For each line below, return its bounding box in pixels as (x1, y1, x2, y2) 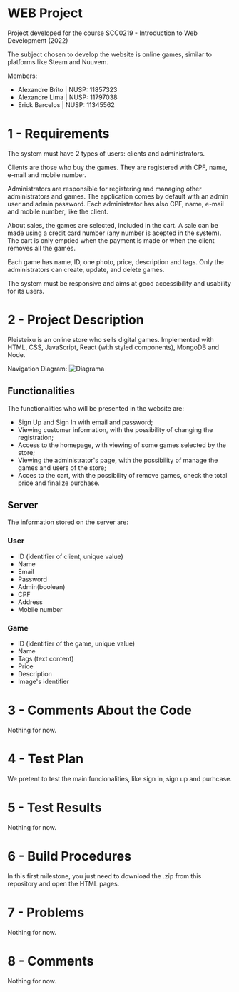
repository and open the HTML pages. (7, 879, 120, 888)
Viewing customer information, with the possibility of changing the (17, 425, 213, 434)
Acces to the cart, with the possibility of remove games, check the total (17, 471, 228, 479)
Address (17, 598, 43, 606)
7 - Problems (7, 904, 84, 921)
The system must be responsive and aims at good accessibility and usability (7, 279, 232, 287)
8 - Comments (7, 953, 94, 969)
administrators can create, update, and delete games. (7, 265, 165, 274)
